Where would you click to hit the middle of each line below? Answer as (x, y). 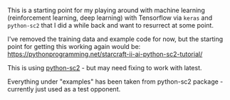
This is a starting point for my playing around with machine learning (106, 10)
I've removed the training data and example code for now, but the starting (115, 39)
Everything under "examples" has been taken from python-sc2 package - (115, 82)
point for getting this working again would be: (74, 46)
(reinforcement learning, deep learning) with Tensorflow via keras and (110, 18)
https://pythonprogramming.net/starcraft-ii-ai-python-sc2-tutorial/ (105, 54)
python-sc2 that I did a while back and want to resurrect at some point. (110, 25)
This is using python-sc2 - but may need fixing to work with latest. (105, 68)
